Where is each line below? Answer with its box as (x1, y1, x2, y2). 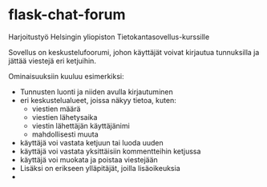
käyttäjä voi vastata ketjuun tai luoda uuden (19, 137, 164, 147)
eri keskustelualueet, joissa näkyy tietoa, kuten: (19, 95, 176, 105)
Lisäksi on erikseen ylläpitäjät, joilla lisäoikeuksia (19, 163, 180, 173)
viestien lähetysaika (31, 112, 98, 121)
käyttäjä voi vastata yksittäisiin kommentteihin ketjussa (19, 146, 201, 156)
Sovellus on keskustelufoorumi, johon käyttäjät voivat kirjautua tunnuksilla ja (8, 47, 260, 57)
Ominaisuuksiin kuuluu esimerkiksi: (8, 71, 124, 81)
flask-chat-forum (8, 6, 126, 24)
